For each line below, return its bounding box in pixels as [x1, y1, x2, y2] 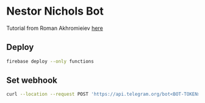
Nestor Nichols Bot [6, 4, 104, 18]
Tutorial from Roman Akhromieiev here [6, 24, 104, 32]
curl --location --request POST [6, 91, 88, 98]
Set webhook [6, 75, 58, 86]
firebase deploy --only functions [6, 58, 95, 65]
